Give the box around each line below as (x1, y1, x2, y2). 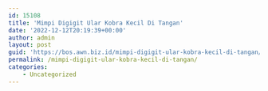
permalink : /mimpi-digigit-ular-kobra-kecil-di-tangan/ (8, 56, 198, 64)
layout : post (8, 41, 52, 49)
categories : (8, 63, 48, 71)
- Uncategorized (22, 70, 77, 78)
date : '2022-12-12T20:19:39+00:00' (8, 26, 127, 34)
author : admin (8, 33, 56, 42)
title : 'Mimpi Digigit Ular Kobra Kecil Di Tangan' (8, 19, 183, 27)
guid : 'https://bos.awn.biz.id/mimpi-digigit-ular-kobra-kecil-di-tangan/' (8, 48, 266, 56)
